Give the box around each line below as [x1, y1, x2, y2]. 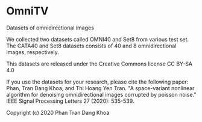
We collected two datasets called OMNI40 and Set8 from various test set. [6, 35, 189, 43]
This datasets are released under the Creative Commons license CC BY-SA [6, 60, 193, 67]
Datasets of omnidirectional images [6, 24, 95, 31]
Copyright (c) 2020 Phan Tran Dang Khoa [6, 109, 110, 116]
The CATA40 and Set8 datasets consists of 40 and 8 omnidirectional [6, 42, 177, 49]
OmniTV [6, 4, 49, 18]
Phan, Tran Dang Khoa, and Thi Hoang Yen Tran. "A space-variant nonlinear [6, 84, 195, 91]
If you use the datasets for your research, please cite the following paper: [6, 78, 189, 85]
